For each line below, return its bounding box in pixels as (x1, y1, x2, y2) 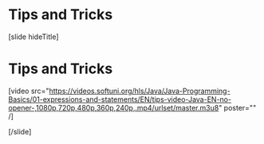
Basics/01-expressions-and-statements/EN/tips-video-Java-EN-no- (8, 94, 232, 104)
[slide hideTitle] (8, 32, 59, 41)
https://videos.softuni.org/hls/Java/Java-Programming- (49, 86, 231, 95)
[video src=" (8, 86, 49, 95)
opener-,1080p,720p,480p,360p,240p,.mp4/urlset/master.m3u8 (8, 103, 219, 112)
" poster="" (218, 103, 257, 112)
